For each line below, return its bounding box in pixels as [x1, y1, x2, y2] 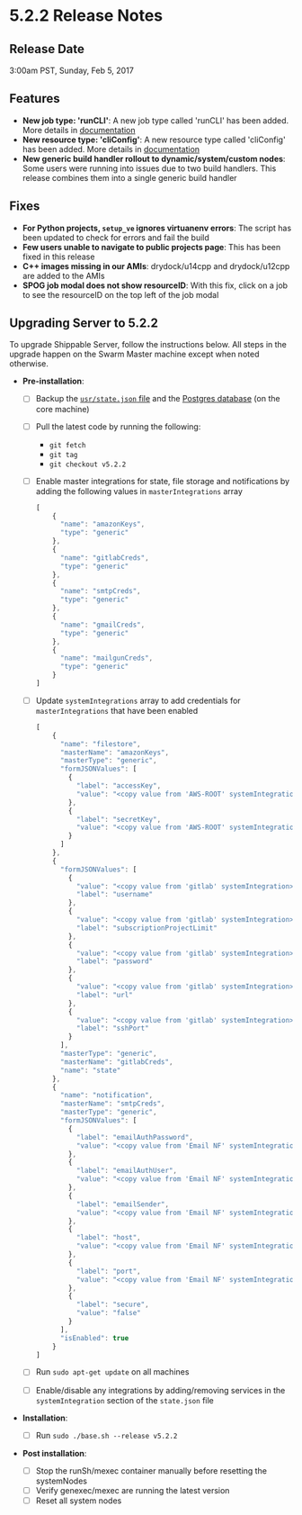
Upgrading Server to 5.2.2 [9, 316, 159, 331]
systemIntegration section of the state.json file [35, 1394, 214, 1405]
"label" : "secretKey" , [75, 815, 162, 824]
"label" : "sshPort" [75, 1024, 150, 1033]
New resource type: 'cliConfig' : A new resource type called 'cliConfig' [22, 134, 286, 145]
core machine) [35, 403, 90, 414]
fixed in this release [22, 251, 95, 262]
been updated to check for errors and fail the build [22, 231, 209, 243]
